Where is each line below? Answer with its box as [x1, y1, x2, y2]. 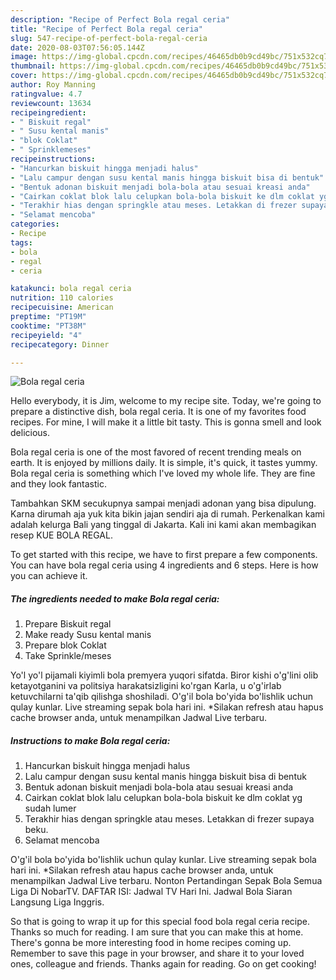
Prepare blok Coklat [24, 639, 107, 651]
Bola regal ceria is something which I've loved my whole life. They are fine [10, 467, 316, 480]
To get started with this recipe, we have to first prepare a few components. [10, 549, 318, 561]
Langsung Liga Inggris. [10, 896, 105, 908]
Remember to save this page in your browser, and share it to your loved [10, 947, 305, 960]
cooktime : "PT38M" [10, 321, 87, 331]
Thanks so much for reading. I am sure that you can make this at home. [10, 926, 304, 938]
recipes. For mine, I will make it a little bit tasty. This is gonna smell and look [10, 416, 322, 428]
